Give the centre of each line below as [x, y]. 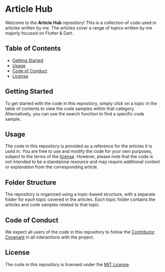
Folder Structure [31, 182]
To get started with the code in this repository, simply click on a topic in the [81, 103]
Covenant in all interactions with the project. [50, 237]
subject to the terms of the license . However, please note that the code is [79, 157]
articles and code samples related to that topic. [53, 205]
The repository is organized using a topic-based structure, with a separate [80, 194]
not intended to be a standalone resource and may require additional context [82, 162]
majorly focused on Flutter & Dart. [39, 33]
